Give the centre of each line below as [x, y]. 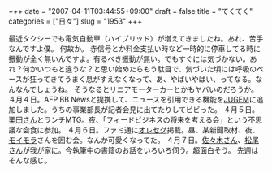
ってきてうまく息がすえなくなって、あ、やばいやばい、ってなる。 [146, 79]
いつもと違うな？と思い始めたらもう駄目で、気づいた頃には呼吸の [147, 69]
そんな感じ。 [30, 160]
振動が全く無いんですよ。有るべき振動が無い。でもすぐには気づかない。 [129, 59]
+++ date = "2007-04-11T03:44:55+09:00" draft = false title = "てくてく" [131, 11]
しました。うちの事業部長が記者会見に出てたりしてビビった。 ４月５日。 [137, 110]
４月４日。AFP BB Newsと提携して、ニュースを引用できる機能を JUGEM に [133, 99]
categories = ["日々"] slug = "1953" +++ [76, 21]
